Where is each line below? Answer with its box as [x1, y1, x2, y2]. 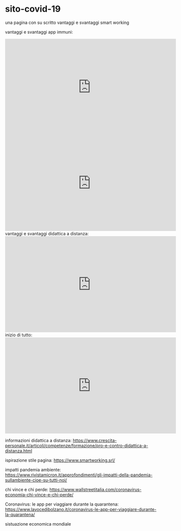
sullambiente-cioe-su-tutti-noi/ [5, 477, 67, 483]
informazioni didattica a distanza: [5, 437, 72, 443]
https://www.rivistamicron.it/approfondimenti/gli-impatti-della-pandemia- [5, 472, 153, 478]
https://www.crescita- [72, 437, 117, 443]
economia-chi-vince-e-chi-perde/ [5, 491, 74, 497]
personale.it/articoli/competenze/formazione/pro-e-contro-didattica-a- [5, 443, 148, 449]
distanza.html [5, 448, 33, 453]
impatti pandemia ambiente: [5, 467, 61, 472]
